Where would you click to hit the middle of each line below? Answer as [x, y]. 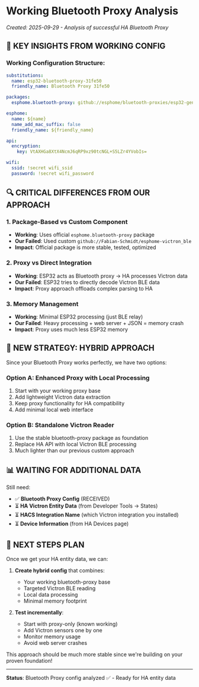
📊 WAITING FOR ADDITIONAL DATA [74, 470]
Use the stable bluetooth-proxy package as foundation [81, 438]
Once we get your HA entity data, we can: [57, 559]
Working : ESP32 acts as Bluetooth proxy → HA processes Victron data [101, 276]
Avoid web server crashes [55, 643]
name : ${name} [29, 119]
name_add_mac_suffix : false [46, 124]
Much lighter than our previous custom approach [74, 450]
